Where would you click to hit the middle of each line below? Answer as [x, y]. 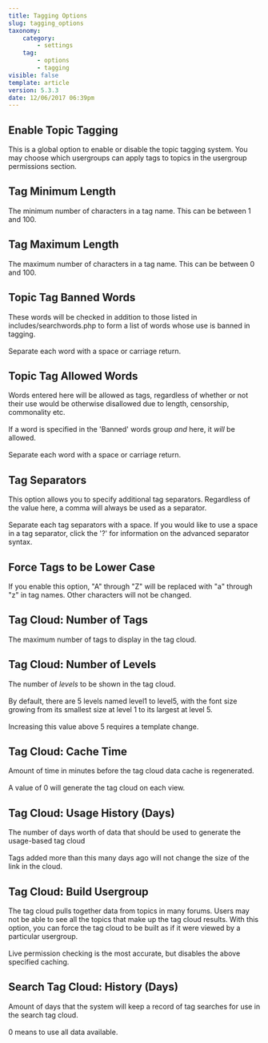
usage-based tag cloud [47, 841]
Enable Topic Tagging [63, 130]
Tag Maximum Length [64, 245]
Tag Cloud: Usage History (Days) [92, 813]
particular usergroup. [43, 936]
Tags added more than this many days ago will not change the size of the [129, 858]
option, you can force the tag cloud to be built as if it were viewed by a [124, 928]
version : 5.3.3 [34, 90]
